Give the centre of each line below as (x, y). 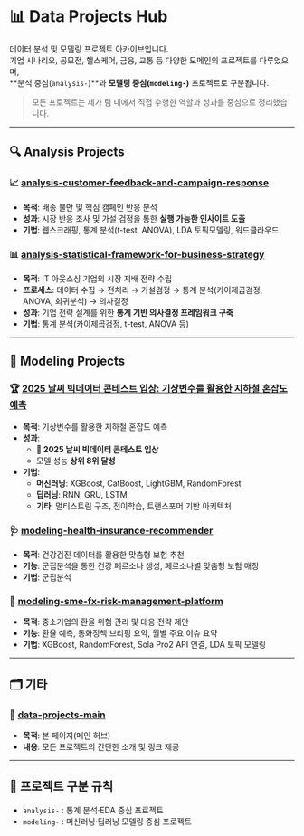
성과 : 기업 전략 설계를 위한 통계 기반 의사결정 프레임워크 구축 (128, 312)
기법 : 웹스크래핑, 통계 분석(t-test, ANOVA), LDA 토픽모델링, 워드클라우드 (151, 230)
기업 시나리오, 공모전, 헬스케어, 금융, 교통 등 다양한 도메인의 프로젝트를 (133, 60)
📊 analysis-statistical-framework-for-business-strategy (137, 254)
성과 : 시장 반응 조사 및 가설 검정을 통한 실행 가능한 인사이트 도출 (134, 218)
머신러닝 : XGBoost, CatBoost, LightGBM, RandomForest (138, 483)
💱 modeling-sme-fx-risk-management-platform (117, 601)
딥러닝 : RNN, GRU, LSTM (82, 494)
